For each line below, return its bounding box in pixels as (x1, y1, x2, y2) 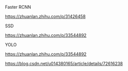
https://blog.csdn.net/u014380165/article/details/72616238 (5, 61, 123, 66)
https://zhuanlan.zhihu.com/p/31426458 (5, 14, 86, 19)
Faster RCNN (5, 4, 32, 10)
